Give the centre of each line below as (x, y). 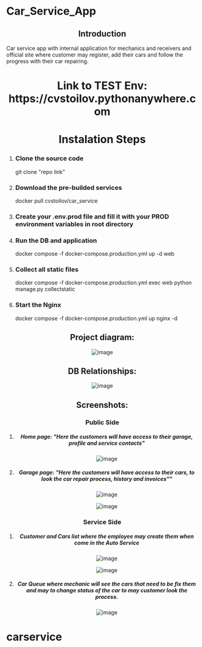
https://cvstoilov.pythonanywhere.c (102, 99)
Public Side (102, 422)
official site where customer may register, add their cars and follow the (95, 55)
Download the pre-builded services (68, 187)
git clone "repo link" (40, 172)
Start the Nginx (38, 305)
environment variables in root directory (74, 224)
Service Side (102, 522)
